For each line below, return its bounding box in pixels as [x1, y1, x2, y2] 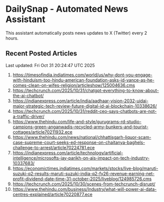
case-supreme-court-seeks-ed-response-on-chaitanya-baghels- [12, 139, 145, 145]
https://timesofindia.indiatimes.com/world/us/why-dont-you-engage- [12, 72, 153, 78]
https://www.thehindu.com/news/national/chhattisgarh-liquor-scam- [12, 134, 151, 140]
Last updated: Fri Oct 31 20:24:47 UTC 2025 [5, 62, 95, 68]
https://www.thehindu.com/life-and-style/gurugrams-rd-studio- [12, 118, 141, 124]
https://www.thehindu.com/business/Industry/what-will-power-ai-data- [12, 186, 157, 192]
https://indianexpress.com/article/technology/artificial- [12, 150, 123, 156]
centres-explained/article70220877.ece [12, 191, 93, 197]
